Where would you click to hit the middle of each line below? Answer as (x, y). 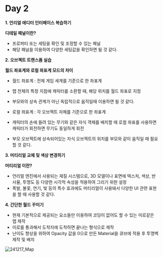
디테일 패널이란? (21, 33)
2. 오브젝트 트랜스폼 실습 (28, 60)
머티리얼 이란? (19, 165)
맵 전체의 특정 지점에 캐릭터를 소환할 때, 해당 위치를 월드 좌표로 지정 (76, 91)
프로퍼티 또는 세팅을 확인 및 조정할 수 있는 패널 (56, 43)
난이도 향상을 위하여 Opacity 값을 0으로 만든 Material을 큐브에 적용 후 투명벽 (85, 233)
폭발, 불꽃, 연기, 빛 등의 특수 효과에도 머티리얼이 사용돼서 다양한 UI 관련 (80, 188)
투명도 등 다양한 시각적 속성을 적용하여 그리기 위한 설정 (75, 182)
